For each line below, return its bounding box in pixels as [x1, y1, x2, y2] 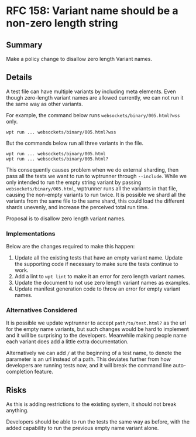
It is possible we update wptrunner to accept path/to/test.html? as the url [6, 319, 186, 326]
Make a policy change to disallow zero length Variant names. [6, 56, 152, 62]
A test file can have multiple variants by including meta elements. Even [6, 88, 177, 95]
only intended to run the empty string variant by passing [6, 179, 142, 186]
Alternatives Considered [6, 306, 77, 315]
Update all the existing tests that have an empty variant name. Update [14, 254, 183, 261]
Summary [6, 40, 43, 50]
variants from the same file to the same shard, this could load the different [6, 197, 185, 204]
